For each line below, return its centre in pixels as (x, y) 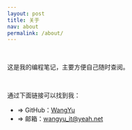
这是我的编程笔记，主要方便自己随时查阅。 (68, 67)
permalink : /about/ (35, 33)
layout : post (26, 14)
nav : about (23, 26)
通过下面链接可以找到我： (44, 95)
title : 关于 (23, 20)
